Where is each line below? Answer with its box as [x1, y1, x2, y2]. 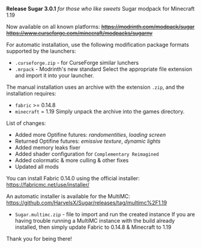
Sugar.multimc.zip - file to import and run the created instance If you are [14, 211, 196, 218]
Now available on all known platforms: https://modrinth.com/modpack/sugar [6, 23, 195, 30]
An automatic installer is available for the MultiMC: [6, 193, 131, 200]
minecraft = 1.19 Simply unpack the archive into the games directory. [14, 108, 185, 115]
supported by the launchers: [6, 47, 76, 55]
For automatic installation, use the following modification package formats [6, 41, 189, 48]
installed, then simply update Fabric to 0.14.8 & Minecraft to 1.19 [14, 223, 172, 231]
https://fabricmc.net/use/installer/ [6, 181, 90, 188]
